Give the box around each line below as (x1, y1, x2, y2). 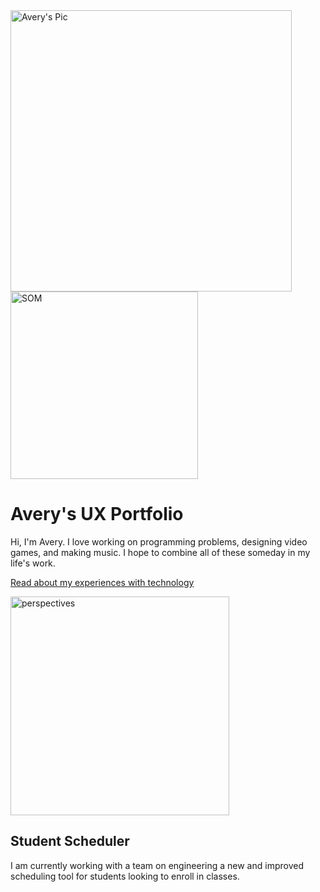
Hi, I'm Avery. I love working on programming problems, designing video (10, 535, 308, 548)
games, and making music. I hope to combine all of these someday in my (10, 546, 311, 558)
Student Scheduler (10, 833, 130, 850)
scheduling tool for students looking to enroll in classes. (10, 870, 240, 882)
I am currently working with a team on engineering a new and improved (10, 859, 304, 871)
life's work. (10, 557, 56, 569)
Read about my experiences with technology (10, 576, 195, 588)
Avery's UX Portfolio (10, 503, 184, 526)
